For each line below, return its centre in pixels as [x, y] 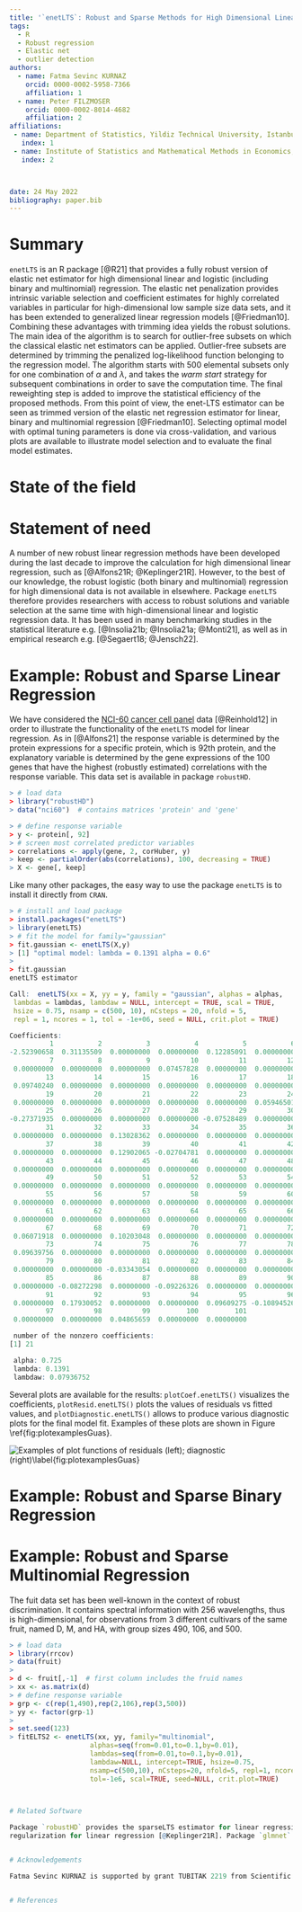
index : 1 [37, 143]
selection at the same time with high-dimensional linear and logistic [134, 610]
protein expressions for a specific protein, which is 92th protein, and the [143, 748]
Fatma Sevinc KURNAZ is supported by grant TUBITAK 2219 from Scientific [151, 1876]
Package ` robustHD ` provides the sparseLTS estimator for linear [134, 1828]
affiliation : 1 [54, 93]
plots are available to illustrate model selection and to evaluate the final [141, 441]
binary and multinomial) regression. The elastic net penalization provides [144, 289]
